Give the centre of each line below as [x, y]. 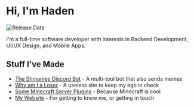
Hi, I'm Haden [40, 11]
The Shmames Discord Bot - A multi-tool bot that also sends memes [98, 78]
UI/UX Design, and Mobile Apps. [46, 45]
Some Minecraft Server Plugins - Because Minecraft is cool [88, 91]
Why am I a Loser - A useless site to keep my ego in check [87, 85]
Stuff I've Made [35, 64]
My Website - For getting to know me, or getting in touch [84, 97]
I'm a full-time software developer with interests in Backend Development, [97, 39]
